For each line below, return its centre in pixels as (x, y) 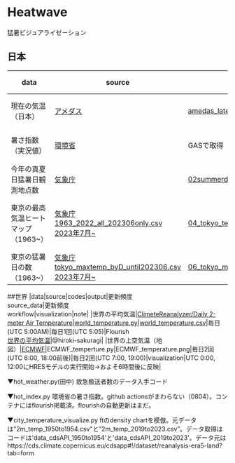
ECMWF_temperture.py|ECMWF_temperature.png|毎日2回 (130, 349)
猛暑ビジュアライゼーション (47, 32)
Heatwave (37, 12)
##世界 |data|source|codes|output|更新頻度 (70, 296)
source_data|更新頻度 (38, 305)
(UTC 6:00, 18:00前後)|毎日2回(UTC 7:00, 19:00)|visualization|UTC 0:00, (111, 358)
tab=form (21, 452)
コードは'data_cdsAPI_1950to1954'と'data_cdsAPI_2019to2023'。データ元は (117, 437)
